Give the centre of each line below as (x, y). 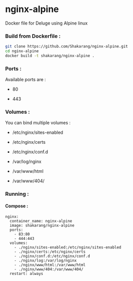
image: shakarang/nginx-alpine (42, 225)
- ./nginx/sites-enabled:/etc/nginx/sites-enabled (68, 247)
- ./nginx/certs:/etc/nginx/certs (50, 251)
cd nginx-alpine (22, 51)
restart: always (26, 273)
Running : (17, 194)
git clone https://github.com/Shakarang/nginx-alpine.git (66, 47)
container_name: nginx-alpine (41, 221)
